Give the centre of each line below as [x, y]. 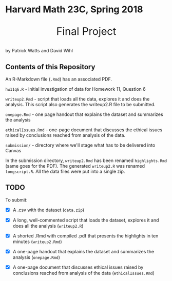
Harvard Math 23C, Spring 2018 [74, 9]
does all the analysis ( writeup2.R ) [48, 226]
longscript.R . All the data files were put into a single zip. [65, 171]
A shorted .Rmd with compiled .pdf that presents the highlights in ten [85, 236]
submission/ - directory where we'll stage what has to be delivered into [80, 145]
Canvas [13, 150]
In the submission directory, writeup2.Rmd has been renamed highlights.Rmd [86, 160]
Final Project [86, 31]
